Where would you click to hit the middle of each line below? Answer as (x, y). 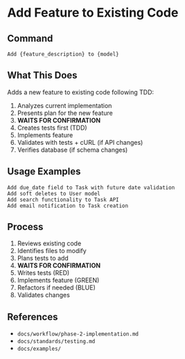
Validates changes (44, 295)
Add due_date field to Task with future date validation (91, 187)
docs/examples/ (39, 349)
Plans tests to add (43, 259)
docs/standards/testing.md (56, 342)
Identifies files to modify (52, 251)
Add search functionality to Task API (63, 200)
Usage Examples (44, 172)
